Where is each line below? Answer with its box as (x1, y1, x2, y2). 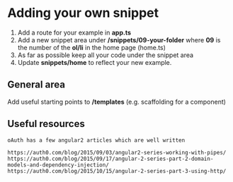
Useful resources (7, 118, 85, 130)
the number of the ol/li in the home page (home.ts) (17, 43, 166, 51)
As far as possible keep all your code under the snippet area (17, 51, 193, 59)
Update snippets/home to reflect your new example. (17, 58, 172, 66)
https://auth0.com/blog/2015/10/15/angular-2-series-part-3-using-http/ (7, 167, 227, 174)
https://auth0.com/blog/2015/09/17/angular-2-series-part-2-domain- (7, 155, 214, 162)
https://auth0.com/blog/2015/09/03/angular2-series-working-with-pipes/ (7, 149, 227, 156)
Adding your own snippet (7, 5, 159, 21)
